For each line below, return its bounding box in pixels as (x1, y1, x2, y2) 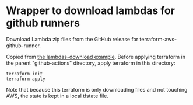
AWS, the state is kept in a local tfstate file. (6, 92, 109, 99)
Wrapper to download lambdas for (6, 4, 175, 17)
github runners (6, 16, 80, 30)
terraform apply (6, 76, 45, 82)
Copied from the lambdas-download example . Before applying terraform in (6, 53, 185, 60)
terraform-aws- (139, 36, 177, 43)
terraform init (6, 71, 43, 76)
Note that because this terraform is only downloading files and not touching (6, 86, 188, 93)
